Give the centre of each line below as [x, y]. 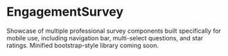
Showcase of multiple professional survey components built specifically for [114, 31]
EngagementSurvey [65, 12]
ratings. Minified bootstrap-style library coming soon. [82, 45]
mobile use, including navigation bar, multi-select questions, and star [105, 38]
